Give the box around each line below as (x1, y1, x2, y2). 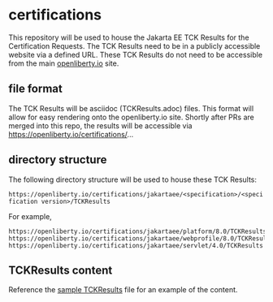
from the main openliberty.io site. (8, 58, 119, 68)
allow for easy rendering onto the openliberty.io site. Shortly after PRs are (8, 112, 254, 122)
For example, (8, 211, 53, 221)
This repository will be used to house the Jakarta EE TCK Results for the (8, 32, 249, 42)
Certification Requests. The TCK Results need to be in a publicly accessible (8, 41, 261, 50)
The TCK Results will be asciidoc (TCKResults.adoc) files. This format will (8, 103, 254, 113)
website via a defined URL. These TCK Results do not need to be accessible (8, 50, 262, 59)
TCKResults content (8, 263, 113, 277)
